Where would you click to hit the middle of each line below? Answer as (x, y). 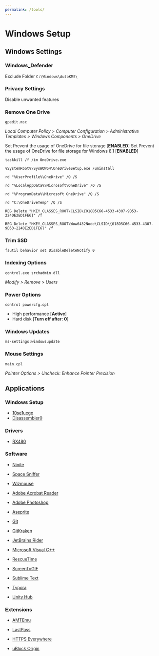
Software (16, 454)
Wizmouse (23, 483)
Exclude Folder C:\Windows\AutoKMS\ (41, 76)
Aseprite (20, 512)
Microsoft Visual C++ (33, 550)
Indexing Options (26, 263)
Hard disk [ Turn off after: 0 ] (40, 319)
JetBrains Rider (28, 540)
